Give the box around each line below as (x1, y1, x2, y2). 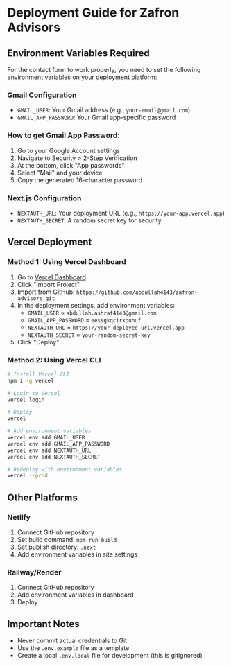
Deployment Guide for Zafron (7, 5, 180, 21)
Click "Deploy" (17, 338, 60, 346)
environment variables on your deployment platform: (7, 73, 157, 81)
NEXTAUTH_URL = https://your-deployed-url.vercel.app (27, 323, 185, 331)
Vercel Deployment (7, 236, 92, 248)
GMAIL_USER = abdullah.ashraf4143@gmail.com (27, 308, 157, 317)
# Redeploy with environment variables (7, 466, 123, 473)
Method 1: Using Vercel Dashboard (7, 257, 126, 267)
